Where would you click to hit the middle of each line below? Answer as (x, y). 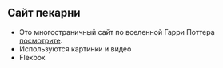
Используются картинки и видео (75, 49)
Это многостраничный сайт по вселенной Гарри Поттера (117, 32)
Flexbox (32, 57)
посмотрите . (41, 40)
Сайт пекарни (44, 13)
